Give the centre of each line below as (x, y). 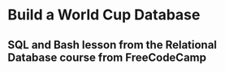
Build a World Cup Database (104, 15)
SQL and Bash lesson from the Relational (112, 45)
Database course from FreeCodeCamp (107, 57)
